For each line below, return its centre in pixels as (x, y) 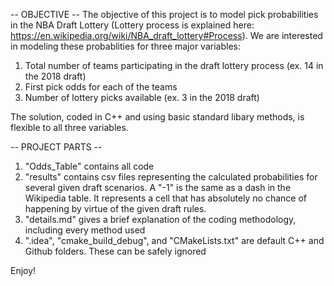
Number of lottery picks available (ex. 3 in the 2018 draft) (142, 97)
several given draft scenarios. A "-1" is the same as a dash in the (158, 187)
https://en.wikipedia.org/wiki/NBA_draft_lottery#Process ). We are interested (166, 35)
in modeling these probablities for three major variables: (125, 46)
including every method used (85, 230)
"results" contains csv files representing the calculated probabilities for (171, 177)
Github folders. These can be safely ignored (115, 251)
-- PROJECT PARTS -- (56, 147)
